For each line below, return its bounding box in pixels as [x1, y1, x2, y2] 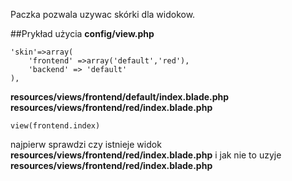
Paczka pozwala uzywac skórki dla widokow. [10, 9, 196, 20]
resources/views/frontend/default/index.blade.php [10, 91, 230, 103]
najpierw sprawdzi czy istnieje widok [10, 139, 162, 150]
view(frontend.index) [10, 121, 101, 131]
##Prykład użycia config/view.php [10, 28, 155, 39]
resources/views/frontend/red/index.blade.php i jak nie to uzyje [10, 149, 282, 161]
